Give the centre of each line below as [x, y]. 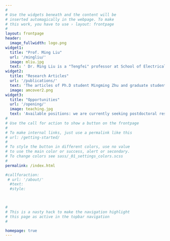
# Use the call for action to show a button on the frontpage [72, 123]
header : [13, 39]
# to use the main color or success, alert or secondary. [68, 152]
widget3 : [14, 95]
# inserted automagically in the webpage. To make [60, 19]
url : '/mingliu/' [28, 57]
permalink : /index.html [30, 165]
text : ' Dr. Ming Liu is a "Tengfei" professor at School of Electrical [88, 66]
